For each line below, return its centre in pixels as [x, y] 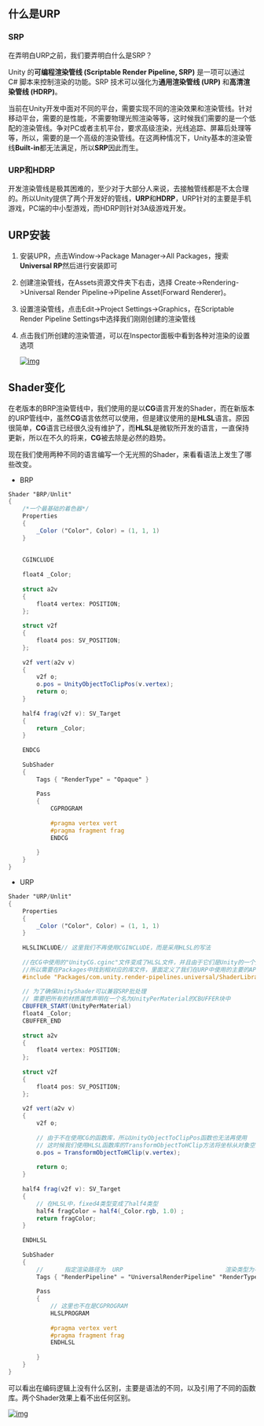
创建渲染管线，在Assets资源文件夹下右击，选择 [96, 282]
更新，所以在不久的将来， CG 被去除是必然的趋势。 [89, 437]
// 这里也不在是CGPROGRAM [89, 1306]
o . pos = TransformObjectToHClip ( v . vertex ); [108, 1152]
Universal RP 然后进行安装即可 [68, 265]
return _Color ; [61, 728]
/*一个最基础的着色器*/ [56, 509]
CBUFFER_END [42, 1021]
